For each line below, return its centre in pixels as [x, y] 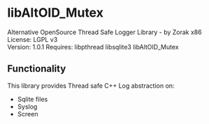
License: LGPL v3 [33, 39]
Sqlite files [33, 99]
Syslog [27, 107]
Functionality [37, 69]
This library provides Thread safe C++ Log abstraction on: [91, 86]
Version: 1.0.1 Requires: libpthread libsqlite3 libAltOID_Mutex [93, 47]
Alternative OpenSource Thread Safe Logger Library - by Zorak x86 [104, 32]
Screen [28, 114]
